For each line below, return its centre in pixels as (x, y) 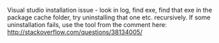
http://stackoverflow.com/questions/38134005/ (75, 32)
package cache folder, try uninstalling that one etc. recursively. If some (109, 17)
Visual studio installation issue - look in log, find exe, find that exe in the (110, 10)
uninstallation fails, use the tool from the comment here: (87, 25)
